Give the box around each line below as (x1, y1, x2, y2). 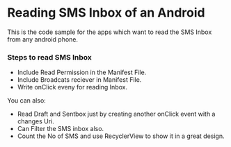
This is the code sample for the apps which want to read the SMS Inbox (7, 28, 212, 36)
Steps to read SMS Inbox (7, 52, 93, 62)
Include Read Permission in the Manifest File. (17, 68, 147, 77)
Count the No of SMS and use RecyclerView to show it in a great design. (17, 132, 225, 140)
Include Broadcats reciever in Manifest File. (17, 76, 142, 84)
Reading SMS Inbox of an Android (7, 5, 205, 21)
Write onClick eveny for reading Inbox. (17, 83, 127, 92)
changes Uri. (17, 117, 54, 126)
